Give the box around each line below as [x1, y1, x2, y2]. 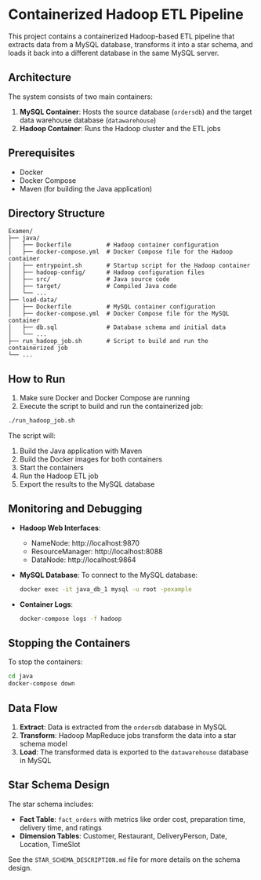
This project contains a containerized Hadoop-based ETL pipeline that [8, 31, 235, 41]
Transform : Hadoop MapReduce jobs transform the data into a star [19, 731, 237, 739]
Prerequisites [8, 147, 75, 160]
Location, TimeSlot [19, 839, 81, 849]
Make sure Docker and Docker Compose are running [19, 393, 190, 403]
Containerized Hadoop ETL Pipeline [8, 5, 245, 24]
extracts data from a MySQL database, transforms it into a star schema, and [8, 39, 253, 49]
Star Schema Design [8, 779, 110, 792]
